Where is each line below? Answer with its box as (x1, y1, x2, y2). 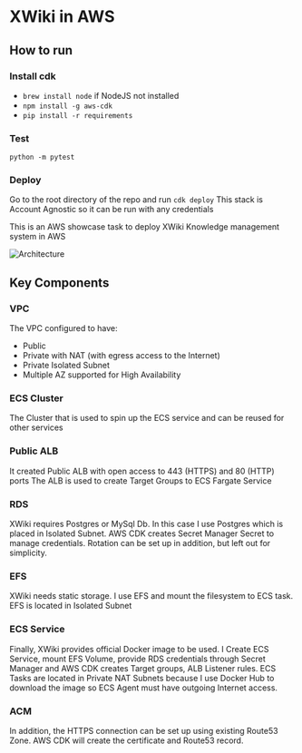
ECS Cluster (9, 392, 63, 405)
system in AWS (9, 231, 66, 242)
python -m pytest (9, 152, 75, 162)
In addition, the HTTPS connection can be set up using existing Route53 (9, 725, 278, 736)
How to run (9, 43, 73, 58)
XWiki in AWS (9, 6, 115, 27)
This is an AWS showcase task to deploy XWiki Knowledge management (9, 221, 279, 232)
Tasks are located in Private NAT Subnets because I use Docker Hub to (9, 672, 275, 683)
